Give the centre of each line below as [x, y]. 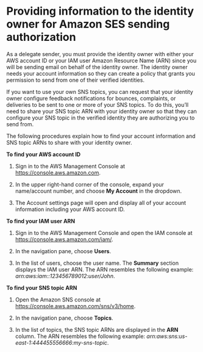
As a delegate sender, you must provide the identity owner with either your [100, 54]
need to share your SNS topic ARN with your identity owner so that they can [101, 111]
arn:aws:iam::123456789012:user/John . [65, 276]
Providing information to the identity [100, 11]
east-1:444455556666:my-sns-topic [61, 342]
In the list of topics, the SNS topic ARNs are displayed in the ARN [97, 329]
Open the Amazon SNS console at [58, 300]
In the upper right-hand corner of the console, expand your [90, 184]
